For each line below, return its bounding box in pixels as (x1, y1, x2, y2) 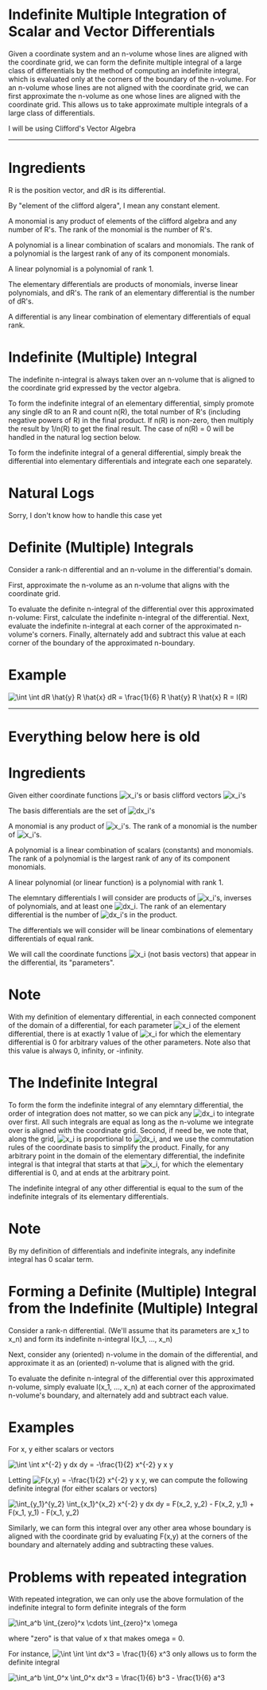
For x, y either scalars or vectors (8, 1445, 114, 1454)
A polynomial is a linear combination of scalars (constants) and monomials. (8, 845, 254, 854)
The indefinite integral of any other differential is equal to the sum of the (8, 1183, 244, 1193)
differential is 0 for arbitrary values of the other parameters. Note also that (8, 1037, 251, 1047)
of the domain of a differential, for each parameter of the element (8, 1020, 241, 1029)
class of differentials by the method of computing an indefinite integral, (8, 65, 241, 75)
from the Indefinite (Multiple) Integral (8, 1299, 258, 1317)
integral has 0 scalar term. (8, 1254, 94, 1264)
